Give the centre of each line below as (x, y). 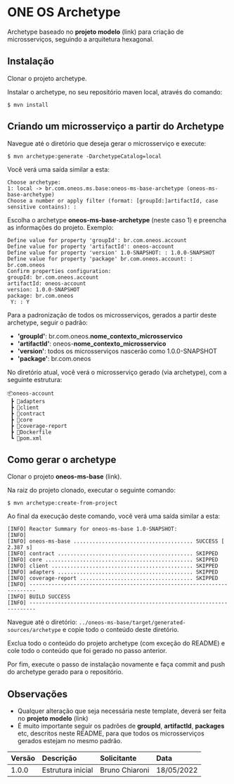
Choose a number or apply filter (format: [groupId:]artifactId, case (113, 201)
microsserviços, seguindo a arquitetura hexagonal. (81, 39)
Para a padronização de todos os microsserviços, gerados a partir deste (112, 315)
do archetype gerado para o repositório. (65, 672)
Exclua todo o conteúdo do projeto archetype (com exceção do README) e (116, 643)
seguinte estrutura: (35, 379)
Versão (23, 759)
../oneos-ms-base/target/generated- (132, 623)
